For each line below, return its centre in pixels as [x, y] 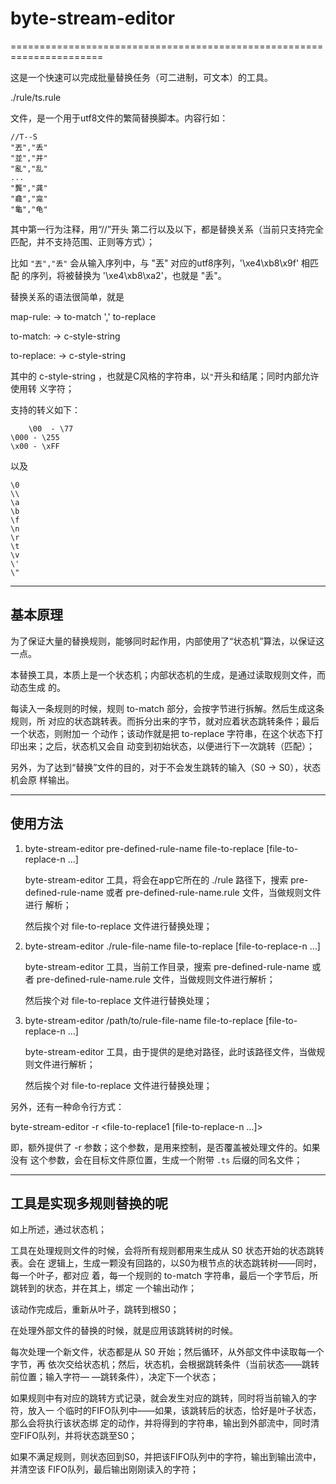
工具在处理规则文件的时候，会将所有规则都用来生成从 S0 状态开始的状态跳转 [167, 1251]
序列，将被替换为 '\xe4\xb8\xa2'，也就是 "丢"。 [128, 275]
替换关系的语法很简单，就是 [67, 296]
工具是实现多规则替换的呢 [89, 1203]
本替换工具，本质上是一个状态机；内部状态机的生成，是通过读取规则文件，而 [168, 674]
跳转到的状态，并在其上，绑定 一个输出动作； [103, 1288]
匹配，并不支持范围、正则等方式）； [82, 241]
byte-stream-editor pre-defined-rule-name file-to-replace [144, 848]
